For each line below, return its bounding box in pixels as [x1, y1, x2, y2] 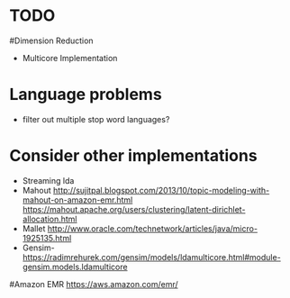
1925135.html [22, 232, 72, 243]
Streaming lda [22, 175, 75, 185]
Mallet [22, 222, 46, 234]
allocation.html [22, 213, 78, 224]
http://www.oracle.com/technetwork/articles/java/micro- [47, 222, 258, 234]
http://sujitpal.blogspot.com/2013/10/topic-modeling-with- [52, 185, 270, 195]
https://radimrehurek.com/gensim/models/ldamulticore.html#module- [22, 251, 281, 262]
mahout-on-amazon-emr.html [22, 194, 133, 205]
